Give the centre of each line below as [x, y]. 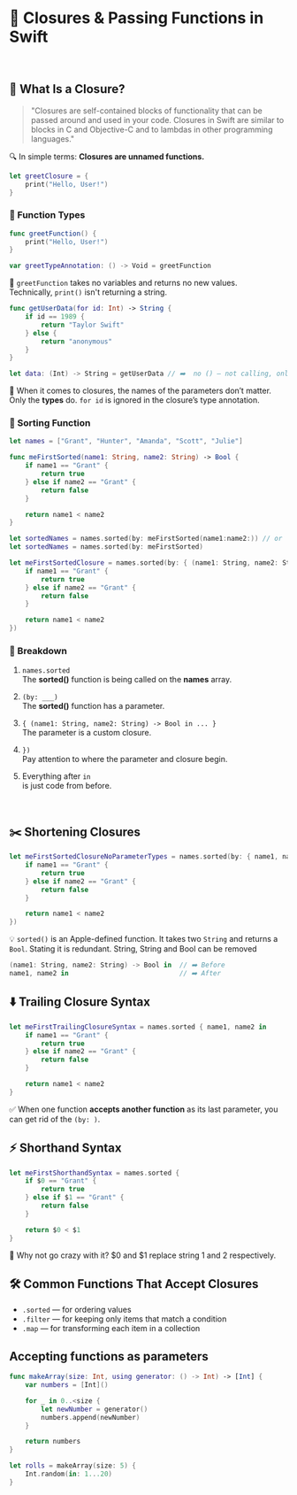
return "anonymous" [77, 341]
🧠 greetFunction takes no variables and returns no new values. [123, 283]
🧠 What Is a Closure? [67, 89]
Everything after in [56, 776]
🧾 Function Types [47, 215]
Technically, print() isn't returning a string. [88, 292]
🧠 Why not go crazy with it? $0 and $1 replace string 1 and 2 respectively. [143, 1255]
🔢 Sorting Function [50, 423]
